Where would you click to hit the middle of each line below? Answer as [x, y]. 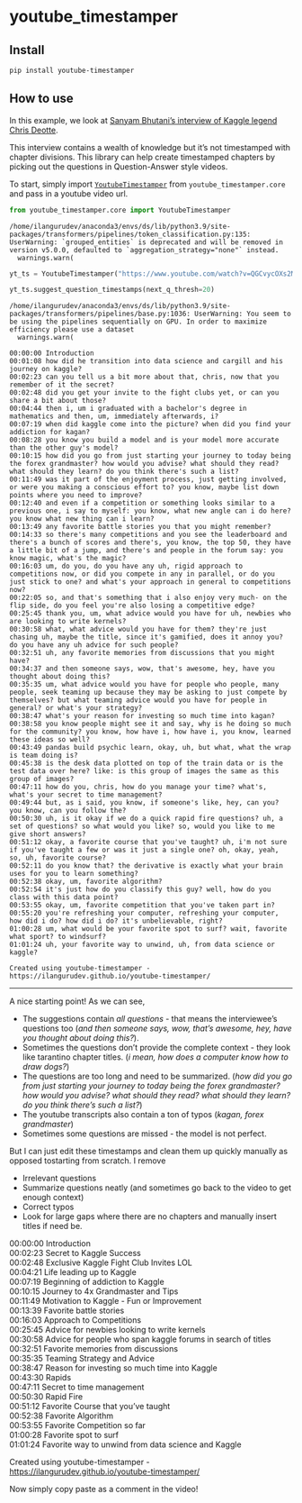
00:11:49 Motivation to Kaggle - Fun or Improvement [106, 1301]
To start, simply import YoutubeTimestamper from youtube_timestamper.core [147, 184]
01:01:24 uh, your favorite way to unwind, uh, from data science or [142, 945]
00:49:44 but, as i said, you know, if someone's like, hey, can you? [144, 803]
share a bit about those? [58, 401]
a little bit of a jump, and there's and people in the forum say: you [146, 551]
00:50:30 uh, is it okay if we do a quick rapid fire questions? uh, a [146, 819]
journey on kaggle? [46, 369]
